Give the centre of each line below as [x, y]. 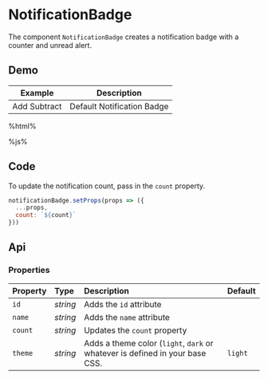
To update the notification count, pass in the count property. [107, 186]
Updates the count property [135, 330]
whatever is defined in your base [145, 353]
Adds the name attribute [126, 317]
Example [37, 93]
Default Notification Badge [119, 106]
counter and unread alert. [50, 45]
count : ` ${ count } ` [46, 215]
